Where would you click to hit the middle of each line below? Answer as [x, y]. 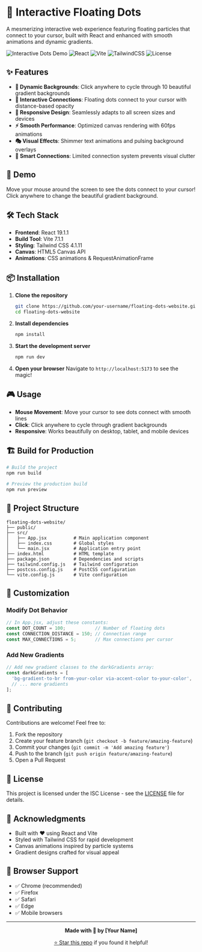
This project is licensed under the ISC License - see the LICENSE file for [95, 793]
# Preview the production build [47, 484]
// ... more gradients [40, 684]
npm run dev [30, 357]
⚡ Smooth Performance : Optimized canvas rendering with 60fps [95, 125]
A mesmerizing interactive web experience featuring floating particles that [98, 29]
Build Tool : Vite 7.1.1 [39, 239]
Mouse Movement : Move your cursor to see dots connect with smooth [103, 412]
